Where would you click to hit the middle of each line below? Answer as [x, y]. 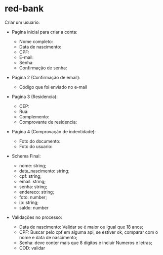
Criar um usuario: [22, 22]
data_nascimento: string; [44, 171]
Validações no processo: [37, 217]
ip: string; [29, 202]
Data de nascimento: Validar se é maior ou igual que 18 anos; [81, 227]
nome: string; [33, 165]
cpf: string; [30, 176]
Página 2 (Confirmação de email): [46, 77]
